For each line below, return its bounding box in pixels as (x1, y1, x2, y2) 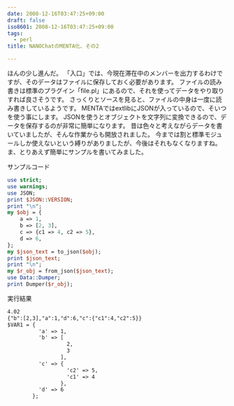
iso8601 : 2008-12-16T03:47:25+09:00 (7, 23, 114, 30)
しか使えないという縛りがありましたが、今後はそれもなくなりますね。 (19, 139, 221, 147)
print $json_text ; (7, 255, 61, 262)
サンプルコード (7, 162, 50, 171)
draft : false (7, 17, 45, 24)
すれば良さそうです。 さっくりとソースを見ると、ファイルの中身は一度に (7, 95, 217, 104)
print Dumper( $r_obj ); (7, 281, 73, 288)
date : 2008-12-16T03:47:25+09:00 (7, 10, 105, 17)
